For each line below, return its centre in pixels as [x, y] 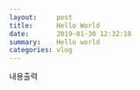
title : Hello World [55, 26]
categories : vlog [41, 50]
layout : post [41, 17]
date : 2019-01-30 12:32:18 [70, 34]
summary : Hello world [55, 42]
